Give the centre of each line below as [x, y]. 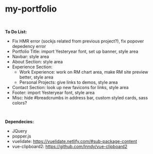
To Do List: [16, 31]
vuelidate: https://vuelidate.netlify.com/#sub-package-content [75, 141]
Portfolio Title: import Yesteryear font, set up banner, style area [75, 51]
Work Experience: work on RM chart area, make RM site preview [84, 72]
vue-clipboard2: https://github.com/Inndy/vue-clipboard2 [70, 146]
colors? [19, 103]
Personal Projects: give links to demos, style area [68, 82]
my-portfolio [31, 9]
